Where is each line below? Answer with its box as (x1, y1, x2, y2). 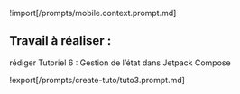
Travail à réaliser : (9, 33, 112, 48)
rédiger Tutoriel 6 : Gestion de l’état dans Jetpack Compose (9, 57, 232, 68)
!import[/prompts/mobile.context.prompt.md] (9, 8, 177, 18)
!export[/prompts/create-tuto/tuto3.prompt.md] (9, 74, 185, 85)
